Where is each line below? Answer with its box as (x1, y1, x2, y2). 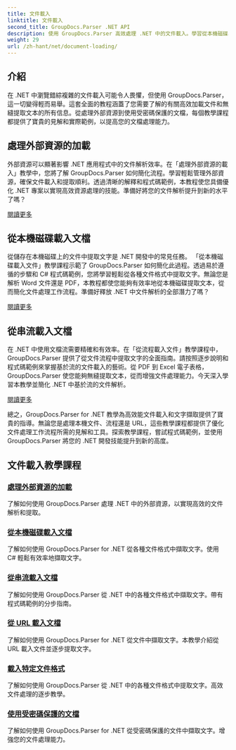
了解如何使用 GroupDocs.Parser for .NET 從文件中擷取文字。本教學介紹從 (7, 635, 219, 644)
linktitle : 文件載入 (7, 17, 63, 24)
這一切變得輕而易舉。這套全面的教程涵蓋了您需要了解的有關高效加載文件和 (7, 99, 223, 108)
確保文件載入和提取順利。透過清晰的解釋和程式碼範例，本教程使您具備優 (19, 177, 229, 186)
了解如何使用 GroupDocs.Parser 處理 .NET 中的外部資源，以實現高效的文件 (7, 499, 223, 507)
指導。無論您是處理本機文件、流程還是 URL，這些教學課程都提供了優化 (19, 419, 225, 428)
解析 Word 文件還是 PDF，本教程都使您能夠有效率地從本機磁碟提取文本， (7, 279, 219, 287)
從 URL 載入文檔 (7, 618, 61, 628)
